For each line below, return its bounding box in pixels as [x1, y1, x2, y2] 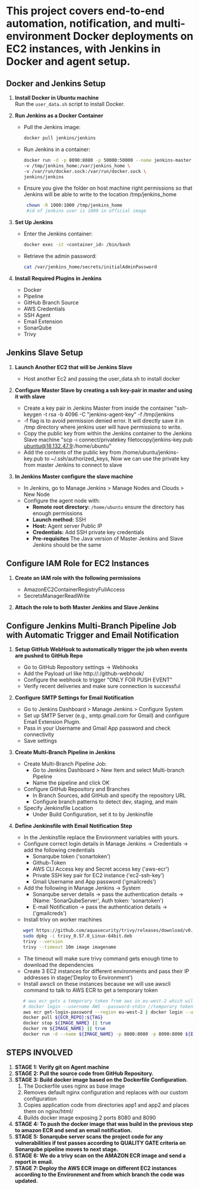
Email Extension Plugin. [23, 718, 81, 726]
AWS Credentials [23, 305, 65, 312]
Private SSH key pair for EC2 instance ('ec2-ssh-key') [32, 872, 165, 879]
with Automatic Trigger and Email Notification [6, 630, 179, 640]
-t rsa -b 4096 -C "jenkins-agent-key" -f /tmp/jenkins [43, 410, 174, 417]
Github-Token [32, 859, 67, 866]
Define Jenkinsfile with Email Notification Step [14, 822, 132, 830]
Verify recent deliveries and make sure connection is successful [23, 683, 181, 690]
